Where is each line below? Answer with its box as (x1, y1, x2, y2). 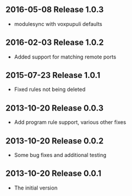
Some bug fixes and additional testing (14, 152, 107, 159)
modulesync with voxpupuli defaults (14, 20, 102, 27)
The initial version (14, 184, 57, 191)
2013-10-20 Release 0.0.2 (5, 136, 104, 146)
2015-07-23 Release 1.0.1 (5, 70, 101, 80)
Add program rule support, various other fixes (14, 119, 127, 126)
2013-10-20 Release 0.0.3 (5, 103, 104, 113)
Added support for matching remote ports (14, 53, 117, 60)
